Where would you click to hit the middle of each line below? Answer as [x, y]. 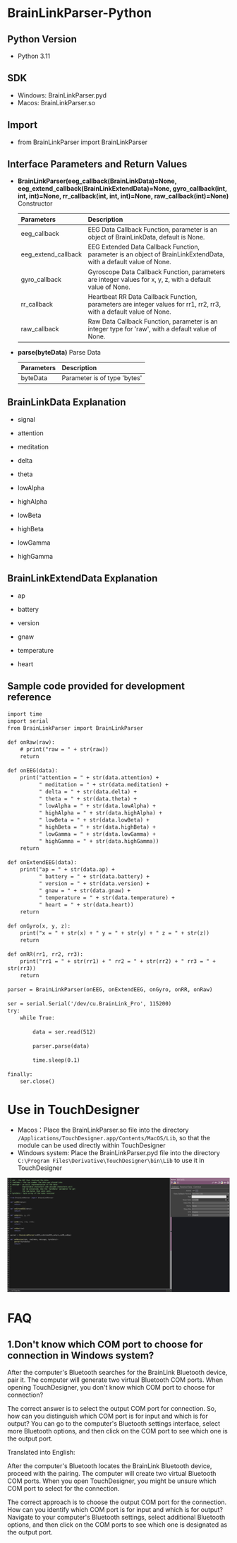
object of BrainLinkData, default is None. [146, 237]
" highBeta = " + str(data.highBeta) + [97, 827]
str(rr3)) [22, 969]
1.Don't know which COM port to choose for [105, 1344]
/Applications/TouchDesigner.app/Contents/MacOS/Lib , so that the [114, 1138]
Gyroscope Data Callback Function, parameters [157, 272]
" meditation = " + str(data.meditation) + [104, 785]
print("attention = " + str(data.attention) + [90, 778]
